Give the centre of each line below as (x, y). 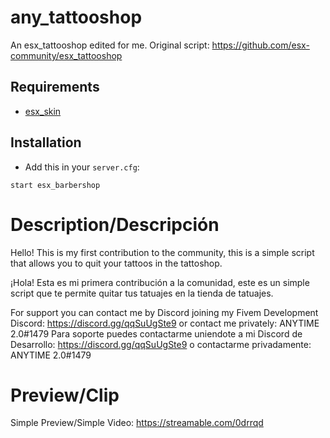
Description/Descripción (115, 224)
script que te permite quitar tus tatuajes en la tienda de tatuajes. (142, 293)
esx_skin (43, 111)
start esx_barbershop (55, 185)
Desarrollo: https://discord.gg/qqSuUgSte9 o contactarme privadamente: (161, 344)
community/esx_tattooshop (66, 55)
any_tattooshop (76, 17)
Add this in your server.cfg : (82, 167)
